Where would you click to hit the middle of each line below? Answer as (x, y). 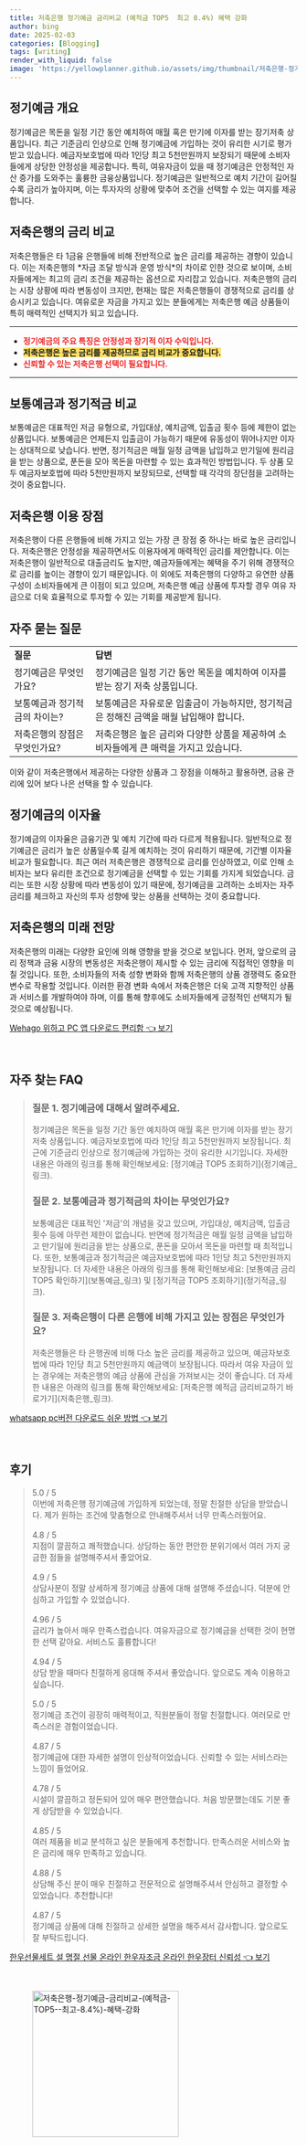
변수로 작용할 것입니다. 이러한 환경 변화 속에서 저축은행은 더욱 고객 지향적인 (143, 985)
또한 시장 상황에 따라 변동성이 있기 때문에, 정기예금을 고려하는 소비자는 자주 (160, 884)
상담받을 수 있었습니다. (82, 1811)
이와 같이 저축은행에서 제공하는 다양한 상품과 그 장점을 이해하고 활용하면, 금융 (147, 772)
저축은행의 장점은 (49, 734)
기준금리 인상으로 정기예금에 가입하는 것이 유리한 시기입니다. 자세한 (169, 1153)
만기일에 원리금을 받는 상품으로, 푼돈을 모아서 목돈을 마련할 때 (151, 1246)
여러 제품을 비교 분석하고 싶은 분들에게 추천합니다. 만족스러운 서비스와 (156, 1841)
